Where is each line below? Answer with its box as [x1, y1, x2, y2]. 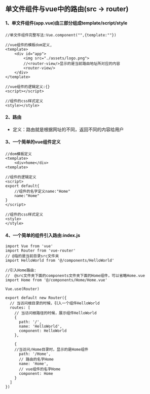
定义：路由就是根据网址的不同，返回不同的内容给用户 [12, 126, 124, 132]
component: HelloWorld [18, 329, 67, 334]
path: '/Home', [18, 351, 51, 356]
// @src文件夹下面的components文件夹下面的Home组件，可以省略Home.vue [5, 273, 145, 278]
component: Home [18, 371, 53, 376]
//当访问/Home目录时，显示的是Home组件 [14, 347, 89, 352]
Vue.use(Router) [5, 286, 40, 292]
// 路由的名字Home [18, 357, 54, 362]
